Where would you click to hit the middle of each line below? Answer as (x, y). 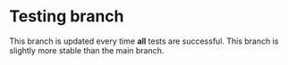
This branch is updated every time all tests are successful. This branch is (144, 41)
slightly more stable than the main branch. (87, 50)
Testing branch (67, 16)
